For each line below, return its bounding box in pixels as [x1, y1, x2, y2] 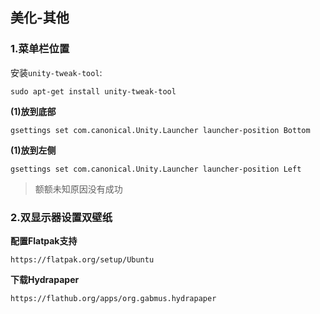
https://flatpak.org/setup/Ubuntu [10, 254, 155, 265]
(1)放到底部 [10, 105, 57, 117]
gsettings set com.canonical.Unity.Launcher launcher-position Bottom [10, 125, 311, 135]
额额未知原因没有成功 [34, 183, 123, 195]
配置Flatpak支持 [10, 234, 78, 247]
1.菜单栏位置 [10, 42, 70, 56]
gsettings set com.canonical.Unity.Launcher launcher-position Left [10, 164, 302, 174]
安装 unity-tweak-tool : [10, 66, 103, 78]
